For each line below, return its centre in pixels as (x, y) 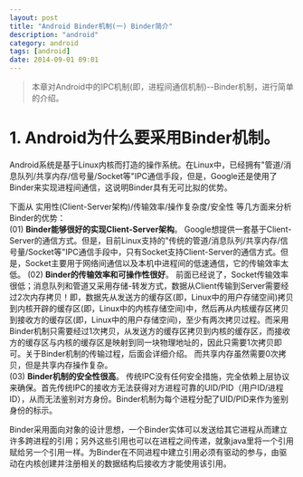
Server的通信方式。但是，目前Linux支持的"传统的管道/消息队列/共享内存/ (145, 240)
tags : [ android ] (40, 52)
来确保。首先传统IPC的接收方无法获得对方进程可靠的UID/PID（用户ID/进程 (147, 387)
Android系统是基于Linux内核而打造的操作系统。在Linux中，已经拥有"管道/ (147, 165)
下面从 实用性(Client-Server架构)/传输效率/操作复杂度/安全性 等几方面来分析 (151, 206)
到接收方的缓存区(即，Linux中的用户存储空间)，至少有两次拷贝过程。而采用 (149, 320)
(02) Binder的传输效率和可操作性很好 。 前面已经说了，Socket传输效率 (158, 274)
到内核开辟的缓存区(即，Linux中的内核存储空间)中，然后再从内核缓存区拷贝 (149, 308)
